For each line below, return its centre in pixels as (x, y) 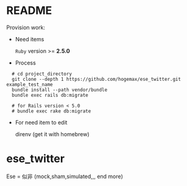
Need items (30, 39)
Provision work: (26, 27)
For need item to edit (41, 122)
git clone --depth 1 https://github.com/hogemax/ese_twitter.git (97, 79)
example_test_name (30, 84)
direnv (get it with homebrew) (52, 134)
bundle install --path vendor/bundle (60, 90)
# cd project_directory (42, 74)
